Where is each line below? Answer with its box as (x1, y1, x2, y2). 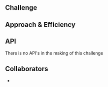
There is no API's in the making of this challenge (5, 50, 104, 56)
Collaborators (5, 64, 48, 73)
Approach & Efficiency (5, 20, 75, 29)
